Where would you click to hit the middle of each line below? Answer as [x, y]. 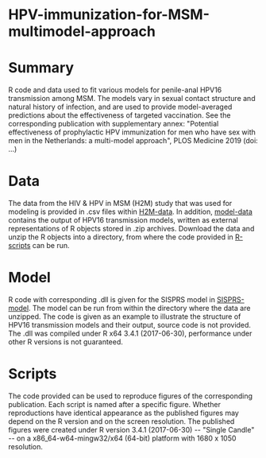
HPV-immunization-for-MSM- [109, 15]
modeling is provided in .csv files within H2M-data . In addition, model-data [130, 212]
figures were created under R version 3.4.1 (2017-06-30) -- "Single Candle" [131, 429]
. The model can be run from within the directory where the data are [139, 308]
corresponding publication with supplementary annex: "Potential [114, 124]
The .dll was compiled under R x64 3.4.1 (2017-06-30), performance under [130, 333]
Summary [41, 68]
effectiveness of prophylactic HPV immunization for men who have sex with [132, 132]
